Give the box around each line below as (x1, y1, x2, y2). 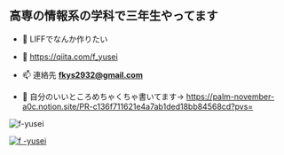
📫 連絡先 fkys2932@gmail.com (21, 69, 144, 80)
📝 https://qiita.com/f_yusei (21, 51, 118, 62)
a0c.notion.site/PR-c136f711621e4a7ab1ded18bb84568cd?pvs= (21, 101, 254, 112)
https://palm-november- (185, 91, 275, 102)
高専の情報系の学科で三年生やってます (9, 8, 218, 24)
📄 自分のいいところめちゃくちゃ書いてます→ (21, 91, 185, 102)
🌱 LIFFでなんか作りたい (21, 34, 108, 44)
